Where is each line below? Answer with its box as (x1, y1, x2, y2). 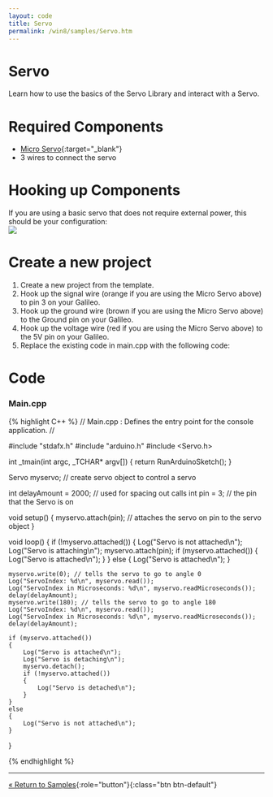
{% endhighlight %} (8, 756, 75, 766)
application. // (8, 425, 55, 435)
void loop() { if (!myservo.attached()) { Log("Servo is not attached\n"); (8, 537, 243, 547)
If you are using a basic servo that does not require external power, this (8, 208, 247, 218)
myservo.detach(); (23, 662, 85, 670)
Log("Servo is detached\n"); (37, 683, 136, 691)
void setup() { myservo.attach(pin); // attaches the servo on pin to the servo (8, 513, 262, 522)
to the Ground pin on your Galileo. (19, 314, 134, 325)
